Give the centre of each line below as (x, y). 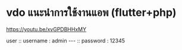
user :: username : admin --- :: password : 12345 (66, 41)
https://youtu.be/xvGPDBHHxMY (46, 29)
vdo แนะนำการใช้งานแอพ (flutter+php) (91, 13)
